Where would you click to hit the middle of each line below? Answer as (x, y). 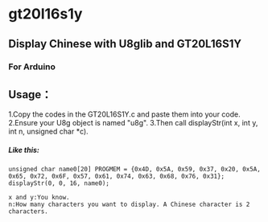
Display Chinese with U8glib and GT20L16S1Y (125, 44)
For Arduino (32, 67)
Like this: (24, 150)
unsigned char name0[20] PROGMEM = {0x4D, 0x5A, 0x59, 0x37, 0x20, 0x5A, (135, 170)
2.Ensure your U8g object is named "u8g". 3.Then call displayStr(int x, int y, (133, 123)
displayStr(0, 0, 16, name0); (59, 183)
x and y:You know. (39, 198)
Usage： (30, 95)
